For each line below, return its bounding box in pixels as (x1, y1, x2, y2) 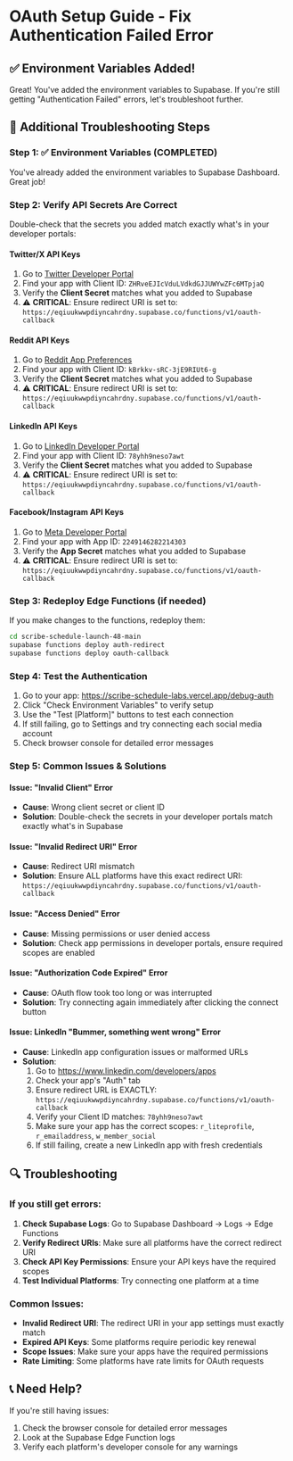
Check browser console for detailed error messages (21, 738, 214, 749)
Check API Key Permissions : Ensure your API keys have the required (21, 1256, 276, 1266)
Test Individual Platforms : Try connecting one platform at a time (21, 1274, 260, 1286)
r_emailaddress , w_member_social (35, 1130, 157, 1141)
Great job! (9, 176, 46, 187)
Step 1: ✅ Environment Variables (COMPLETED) (9, 146, 218, 159)
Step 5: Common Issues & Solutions (9, 760, 167, 772)
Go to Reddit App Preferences (21, 354, 133, 365)
